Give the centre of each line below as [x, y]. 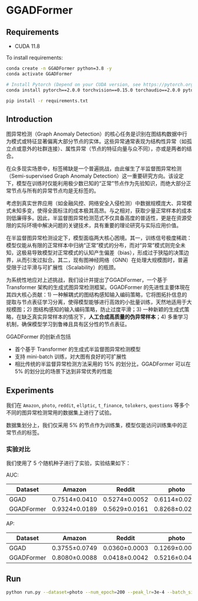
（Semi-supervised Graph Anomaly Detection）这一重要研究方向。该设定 [95, 176]
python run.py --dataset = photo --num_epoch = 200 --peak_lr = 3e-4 [85, 592]
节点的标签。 [27, 432]
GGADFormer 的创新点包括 [39, 337]
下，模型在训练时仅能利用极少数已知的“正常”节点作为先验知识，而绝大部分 [96, 183]
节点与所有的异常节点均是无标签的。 [55, 191]
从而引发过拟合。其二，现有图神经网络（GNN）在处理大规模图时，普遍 [102, 260]
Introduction [29, 119]
